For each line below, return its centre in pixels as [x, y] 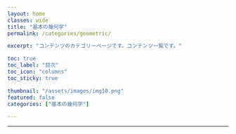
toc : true [22, 59]
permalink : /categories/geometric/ [59, 33]
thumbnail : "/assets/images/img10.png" [66, 91]
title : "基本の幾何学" [37, 27]
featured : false [31, 98]
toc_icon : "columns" [38, 72]
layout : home [26, 14]
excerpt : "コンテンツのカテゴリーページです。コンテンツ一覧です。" [95, 46]
